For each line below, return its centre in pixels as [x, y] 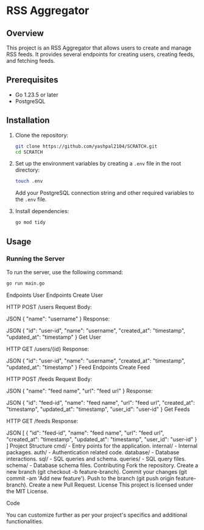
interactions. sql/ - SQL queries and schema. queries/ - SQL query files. [96, 459]
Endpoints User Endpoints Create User [55, 295]
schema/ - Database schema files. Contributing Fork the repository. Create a [102, 465]
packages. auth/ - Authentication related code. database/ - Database [93, 452]
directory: [27, 170]
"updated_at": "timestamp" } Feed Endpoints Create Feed [78, 367]
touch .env [29, 181]
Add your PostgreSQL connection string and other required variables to [104, 193]
